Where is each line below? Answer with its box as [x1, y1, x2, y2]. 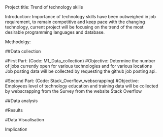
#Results [5, 108, 23, 113]
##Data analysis [5, 98, 38, 104]
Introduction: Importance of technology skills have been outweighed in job [5, 14, 156, 19]
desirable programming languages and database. [5, 29, 105, 35]
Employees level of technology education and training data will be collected [5, 83, 159, 89]
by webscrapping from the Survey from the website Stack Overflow [5, 88, 142, 94]
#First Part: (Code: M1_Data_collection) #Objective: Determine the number [5, 58, 156, 63]
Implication [5, 126, 28, 132]
